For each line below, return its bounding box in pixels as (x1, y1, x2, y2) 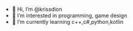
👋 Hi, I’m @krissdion (11, 6, 62, 13)
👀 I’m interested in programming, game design (11, 12, 128, 19)
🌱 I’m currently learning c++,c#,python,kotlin (11, 18, 124, 25)
